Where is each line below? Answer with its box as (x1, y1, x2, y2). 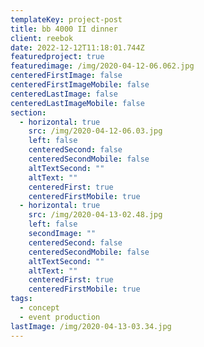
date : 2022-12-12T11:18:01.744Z (10, 42, 145, 53)
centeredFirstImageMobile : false (10, 80, 150, 90)
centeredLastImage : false (10, 89, 118, 99)
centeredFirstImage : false (10, 71, 123, 81)
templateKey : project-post (10, 14, 123, 25)
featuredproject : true (10, 52, 105, 62)
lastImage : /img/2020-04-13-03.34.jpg (10, 321, 172, 331)
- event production (19, 312, 101, 322)
